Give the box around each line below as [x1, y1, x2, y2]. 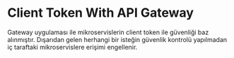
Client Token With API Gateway [7, 5, 194, 21]
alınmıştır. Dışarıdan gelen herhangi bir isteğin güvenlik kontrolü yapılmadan [7, 35, 228, 43]
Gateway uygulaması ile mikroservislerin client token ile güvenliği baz [7, 28, 209, 36]
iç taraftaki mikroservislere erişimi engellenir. [7, 43, 138, 51]
